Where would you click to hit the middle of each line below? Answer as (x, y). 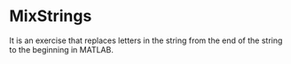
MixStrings (51, 16)
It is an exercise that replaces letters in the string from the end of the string (146, 40)
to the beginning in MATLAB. (61, 49)
